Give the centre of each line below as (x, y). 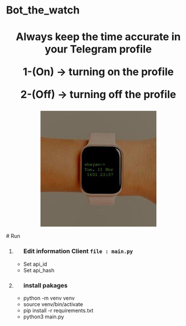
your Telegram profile (98, 49)
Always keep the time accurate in (98, 37)
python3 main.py (44, 317)
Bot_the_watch (43, 10)
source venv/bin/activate (53, 304)
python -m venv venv (49, 298)
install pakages (45, 285)
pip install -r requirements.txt (58, 310)
